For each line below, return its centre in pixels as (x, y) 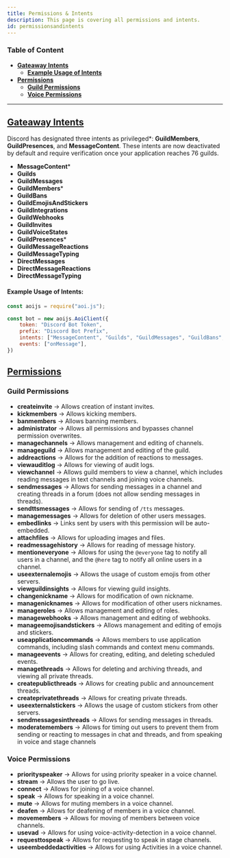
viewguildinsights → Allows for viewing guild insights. (94, 588)
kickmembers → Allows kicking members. (77, 414)
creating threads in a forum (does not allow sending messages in (108, 494)
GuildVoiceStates (42, 232)
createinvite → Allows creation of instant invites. (86, 406)
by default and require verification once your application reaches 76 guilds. (113, 153)
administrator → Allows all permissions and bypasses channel (105, 428)
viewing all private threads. (55, 676)
